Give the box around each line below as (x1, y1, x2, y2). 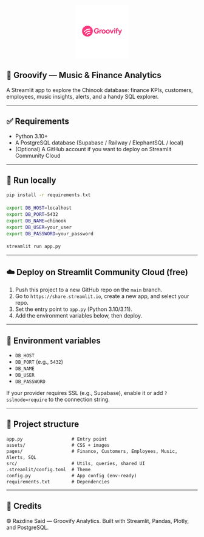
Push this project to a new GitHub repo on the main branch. (15, 286, 163, 294)
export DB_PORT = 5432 (6, 212, 59, 218)
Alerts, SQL (6, 454, 36, 460)
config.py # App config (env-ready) (6, 472, 137, 478)
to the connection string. (48, 396, 110, 403)
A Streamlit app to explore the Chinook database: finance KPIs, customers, (6, 86, 193, 93)
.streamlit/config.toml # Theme (6, 466, 91, 472)
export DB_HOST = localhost (6, 205, 72, 212)
